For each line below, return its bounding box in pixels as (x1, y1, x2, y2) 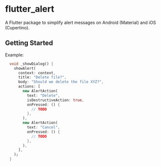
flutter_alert (5, 3, 55, 15)
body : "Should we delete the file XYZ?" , (18, 80, 104, 84)
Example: (5, 52, 24, 58)
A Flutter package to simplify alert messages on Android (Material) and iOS (5, 20, 156, 25)
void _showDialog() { (9, 61, 54, 66)
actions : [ (18, 84, 41, 89)
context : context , (18, 70, 56, 75)
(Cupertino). (5, 24, 30, 30)
